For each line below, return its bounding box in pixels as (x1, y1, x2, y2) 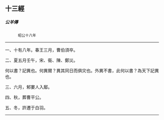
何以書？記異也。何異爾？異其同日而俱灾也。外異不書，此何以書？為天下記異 (5, 68, 159, 74)
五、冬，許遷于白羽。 (5, 105, 48, 111)
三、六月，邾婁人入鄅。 (5, 84, 52, 90)
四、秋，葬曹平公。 (5, 94, 44, 101)
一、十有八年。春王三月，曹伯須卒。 (5, 47, 78, 53)
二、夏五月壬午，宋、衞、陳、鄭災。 (5, 57, 78, 63)
